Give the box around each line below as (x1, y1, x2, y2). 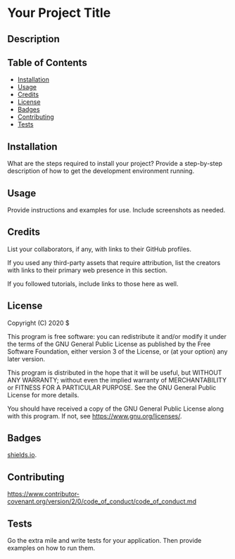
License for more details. (7, 390, 80, 399)
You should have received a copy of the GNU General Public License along (7, 404, 224, 413)
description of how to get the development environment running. (7, 167, 195, 175)
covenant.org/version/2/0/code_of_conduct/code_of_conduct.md (7, 497, 197, 506)
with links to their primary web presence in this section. (7, 266, 167, 274)
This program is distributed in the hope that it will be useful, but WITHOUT (7, 368, 222, 377)
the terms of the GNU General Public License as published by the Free (7, 340, 211, 348)
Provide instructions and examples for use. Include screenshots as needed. (7, 206, 226, 214)
